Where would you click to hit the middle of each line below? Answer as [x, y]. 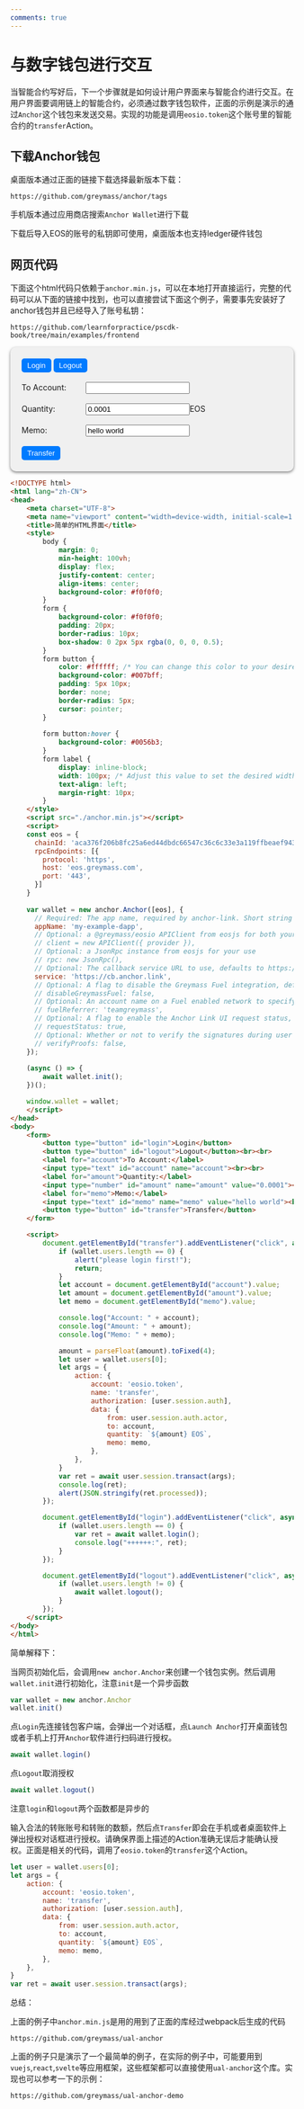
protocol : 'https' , [79, 860]
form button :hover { [81, 734]
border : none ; [85, 693]
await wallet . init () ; [83, 1077]
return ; [89, 1268]
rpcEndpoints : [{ [67, 851]
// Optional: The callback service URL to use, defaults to [149, 968]
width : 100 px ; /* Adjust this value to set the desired [165, 776]
